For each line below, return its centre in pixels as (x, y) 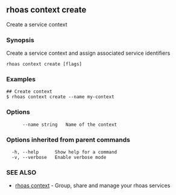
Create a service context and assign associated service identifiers (88, 53)
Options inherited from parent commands (68, 140)
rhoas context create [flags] (44, 64)
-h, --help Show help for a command (64, 152)
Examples (21, 79)
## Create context (29, 92)
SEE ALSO (21, 172)
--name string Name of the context (70, 125)
